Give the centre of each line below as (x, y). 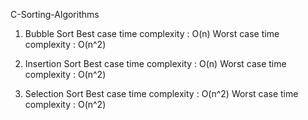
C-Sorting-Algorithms (55, 14)
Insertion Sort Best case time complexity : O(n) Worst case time (155, 63)
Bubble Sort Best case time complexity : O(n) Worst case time (152, 33)
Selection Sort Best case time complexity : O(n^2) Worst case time (161, 93)
